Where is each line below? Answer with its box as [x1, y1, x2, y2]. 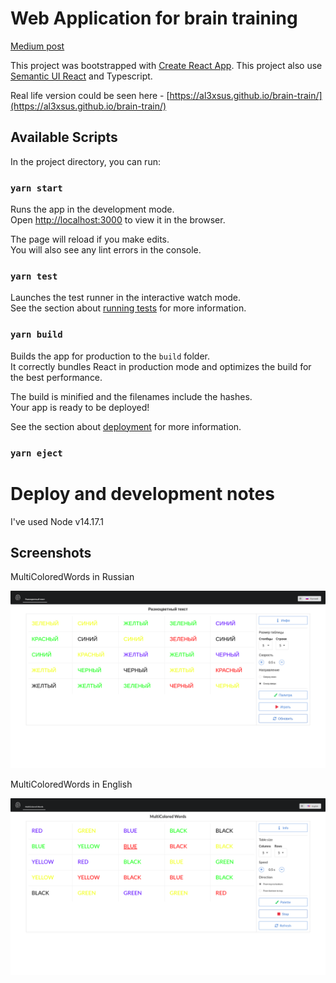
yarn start [10, 182, 63, 194]
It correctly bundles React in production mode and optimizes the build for [10, 360, 312, 372]
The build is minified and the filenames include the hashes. [10, 390, 253, 402]
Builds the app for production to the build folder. [10, 350, 211, 362]
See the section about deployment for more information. [10, 420, 242, 432]
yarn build [10, 329, 63, 341]
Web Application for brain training [10, 7, 298, 30]
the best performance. [10, 371, 103, 383]
